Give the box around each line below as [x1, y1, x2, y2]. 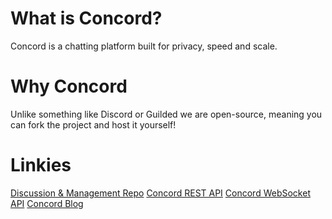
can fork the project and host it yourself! [10, 118, 177, 131]
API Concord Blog [10, 197, 84, 209]
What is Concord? [10, 7, 163, 30]
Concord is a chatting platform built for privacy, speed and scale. [10, 40, 278, 52]
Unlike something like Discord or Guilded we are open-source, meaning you [10, 108, 323, 120]
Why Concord [10, 75, 128, 98]
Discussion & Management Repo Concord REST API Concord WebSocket [10, 187, 311, 199]
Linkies [10, 154, 72, 177]
